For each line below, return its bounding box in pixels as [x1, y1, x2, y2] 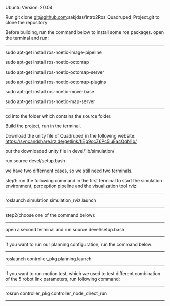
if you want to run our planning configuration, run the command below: [5, 241, 153, 247]
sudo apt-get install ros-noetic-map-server [5, 98, 95, 105]
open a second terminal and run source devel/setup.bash [5, 227, 125, 232]
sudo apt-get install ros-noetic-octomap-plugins [5, 79, 106, 85]
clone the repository [5, 20, 48, 25]
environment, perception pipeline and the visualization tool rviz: [5, 183, 138, 189]
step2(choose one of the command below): [5, 212, 96, 218]
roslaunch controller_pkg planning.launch [5, 256, 92, 262]
